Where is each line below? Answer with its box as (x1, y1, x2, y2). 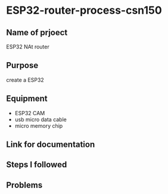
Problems (6, 180, 43, 190)
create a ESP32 (6, 76, 45, 84)
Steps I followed (6, 159, 67, 170)
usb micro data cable (14, 116, 67, 123)
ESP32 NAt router (6, 43, 49, 50)
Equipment (6, 94, 48, 104)
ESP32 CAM (14, 109, 45, 116)
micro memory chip (14, 122, 63, 129)
